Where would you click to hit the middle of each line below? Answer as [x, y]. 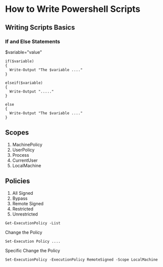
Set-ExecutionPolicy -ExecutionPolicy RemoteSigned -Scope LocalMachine [81, 260]
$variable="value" [24, 52]
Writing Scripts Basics [40, 27]
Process [21, 155]
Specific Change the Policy [33, 250]
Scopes [17, 133]
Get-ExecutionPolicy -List [33, 223]
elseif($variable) [24, 83]
